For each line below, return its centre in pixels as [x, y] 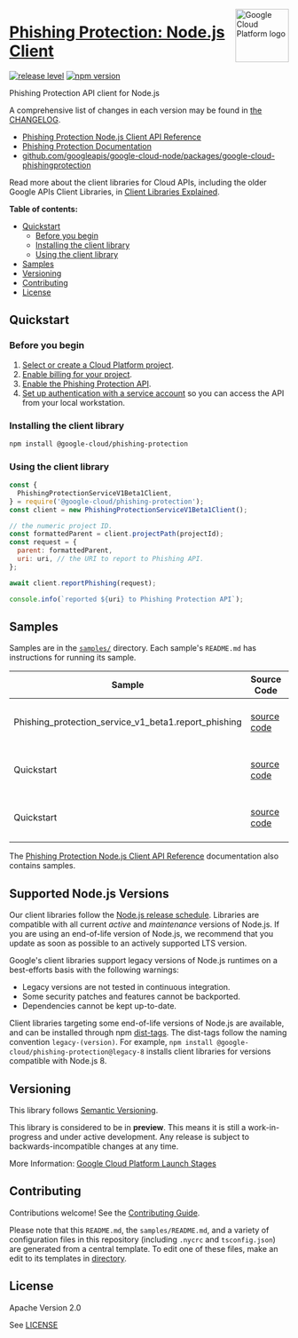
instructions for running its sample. [73, 658]
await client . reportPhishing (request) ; [83, 583]
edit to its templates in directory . [68, 1258]
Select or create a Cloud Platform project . [98, 365]
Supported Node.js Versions [90, 894]
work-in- [264, 1128]
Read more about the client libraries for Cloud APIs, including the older [138, 182]
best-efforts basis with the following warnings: [94, 970]
